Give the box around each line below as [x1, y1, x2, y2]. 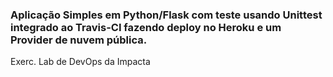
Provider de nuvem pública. [10, 33, 148, 47]
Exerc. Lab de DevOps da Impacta [10, 56, 151, 68]
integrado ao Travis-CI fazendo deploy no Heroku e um [10, 20, 282, 34]
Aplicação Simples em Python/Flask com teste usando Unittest [10, 8, 323, 22]
